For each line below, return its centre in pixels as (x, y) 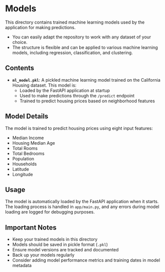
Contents (20, 68)
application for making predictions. (40, 27)
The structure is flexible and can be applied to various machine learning (85, 47)
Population (23, 158)
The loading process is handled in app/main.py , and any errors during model (82, 207)
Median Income (28, 138)
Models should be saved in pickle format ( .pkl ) (60, 244)
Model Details (27, 116)
